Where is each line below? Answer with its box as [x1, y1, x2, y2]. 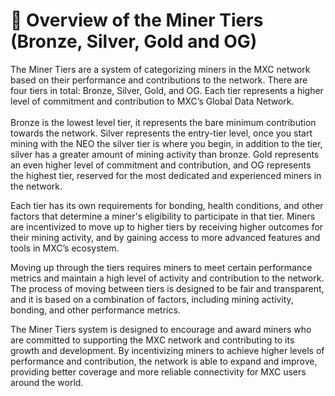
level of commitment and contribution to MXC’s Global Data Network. [10, 95, 295, 107]
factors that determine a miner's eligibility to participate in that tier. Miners [10, 210, 316, 222]
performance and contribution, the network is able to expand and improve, [10, 355, 318, 367]
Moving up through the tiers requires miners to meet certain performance [10, 261, 313, 273]
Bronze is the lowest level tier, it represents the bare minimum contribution [10, 116, 317, 128]
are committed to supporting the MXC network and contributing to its [10, 334, 295, 346]
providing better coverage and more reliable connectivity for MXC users [10, 365, 307, 378]
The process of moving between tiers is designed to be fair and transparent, [10, 282, 325, 294]
